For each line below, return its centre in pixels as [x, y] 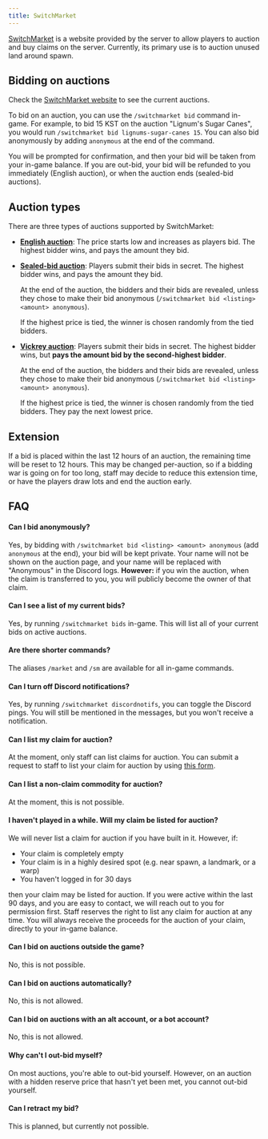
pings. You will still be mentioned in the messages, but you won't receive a [131, 712]
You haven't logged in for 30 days [76, 879]
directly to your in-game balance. [63, 928]
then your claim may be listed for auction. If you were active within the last [131, 894]
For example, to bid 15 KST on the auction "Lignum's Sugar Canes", [142, 124]
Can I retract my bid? [44, 1109]
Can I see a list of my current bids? [67, 606]
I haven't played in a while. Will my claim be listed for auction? [113, 820]
